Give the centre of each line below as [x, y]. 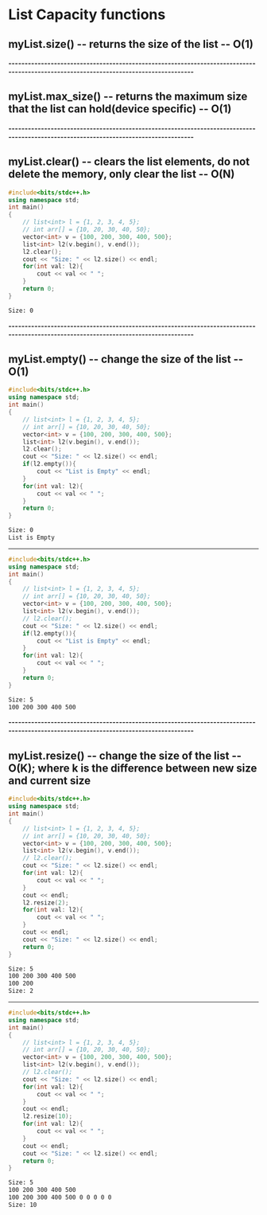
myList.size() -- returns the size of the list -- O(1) [131, 44]
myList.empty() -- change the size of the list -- [126, 359]
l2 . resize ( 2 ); [46, 902]
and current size [50, 781]
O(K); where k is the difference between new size [133, 768]
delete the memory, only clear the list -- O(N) [122, 174]
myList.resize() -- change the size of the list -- [125, 755]
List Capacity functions [87, 15]
